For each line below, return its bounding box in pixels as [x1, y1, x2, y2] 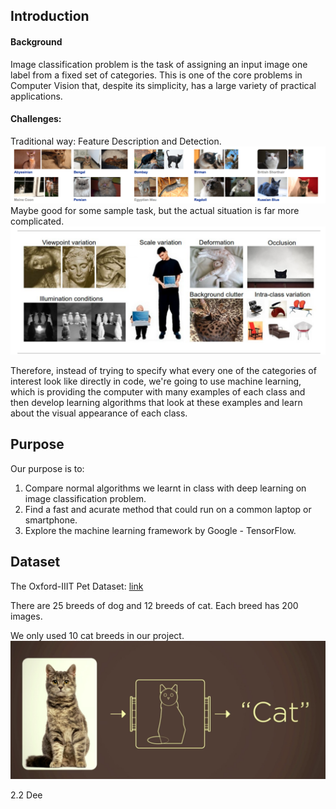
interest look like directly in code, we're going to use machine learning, [10, 375, 302, 388]
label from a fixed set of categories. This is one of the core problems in [10, 69, 303, 81]
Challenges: [10, 113, 62, 125]
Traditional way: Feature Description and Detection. [10, 135, 222, 147]
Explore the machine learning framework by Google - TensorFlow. [24, 524, 297, 536]
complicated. [10, 215, 65, 228]
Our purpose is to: [10, 462, 85, 474]
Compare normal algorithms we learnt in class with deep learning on [24, 482, 307, 494]
